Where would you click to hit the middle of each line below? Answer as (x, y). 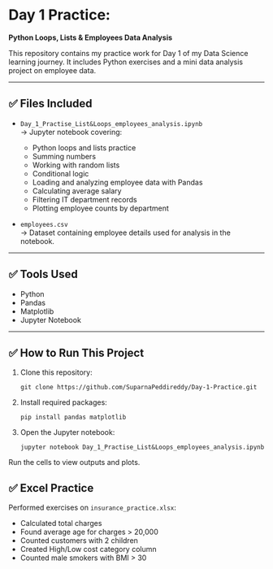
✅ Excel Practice (51, 488)
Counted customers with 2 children (79, 541)
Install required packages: (63, 402)
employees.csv (44, 224)
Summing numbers (64, 156)
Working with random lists (76, 165)
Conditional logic (61, 173)
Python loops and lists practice (84, 147)
